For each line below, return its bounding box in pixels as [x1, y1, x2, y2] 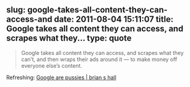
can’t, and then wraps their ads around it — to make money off [21, 56, 177, 63]
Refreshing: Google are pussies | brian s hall [6, 74, 117, 81]
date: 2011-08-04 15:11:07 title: [54, 14, 174, 25]
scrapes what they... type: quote [6, 33, 132, 43]
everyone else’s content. [21, 62, 83, 69]
